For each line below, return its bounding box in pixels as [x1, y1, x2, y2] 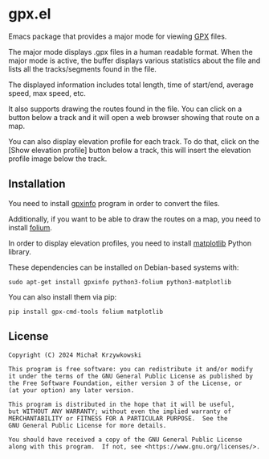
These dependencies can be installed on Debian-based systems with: [8, 263, 239, 272]
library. [8, 246, 32, 256]
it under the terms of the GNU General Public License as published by [8, 372, 253, 380]
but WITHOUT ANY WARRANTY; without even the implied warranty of [8, 407, 231, 416]
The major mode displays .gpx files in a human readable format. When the [8, 47, 253, 56]
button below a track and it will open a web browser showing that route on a [8, 112, 259, 122]
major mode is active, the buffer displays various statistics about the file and [8, 56, 261, 65]
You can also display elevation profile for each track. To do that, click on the [8, 136, 259, 146]
